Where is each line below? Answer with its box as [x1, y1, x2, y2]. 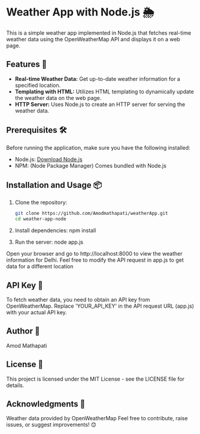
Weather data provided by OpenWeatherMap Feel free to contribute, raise [6, 415, 188, 422]
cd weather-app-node [14, 216, 66, 222]
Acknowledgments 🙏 [6, 399, 86, 409]
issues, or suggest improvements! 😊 [6, 421, 97, 429]
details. [6, 381, 25, 389]
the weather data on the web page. [14, 94, 102, 101]
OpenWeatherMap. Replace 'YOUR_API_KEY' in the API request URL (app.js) [6, 302, 195, 309]
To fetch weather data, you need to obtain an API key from [6, 296, 150, 303]
